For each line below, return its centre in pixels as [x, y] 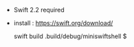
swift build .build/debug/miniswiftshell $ [70, 36]
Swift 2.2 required [39, 10]
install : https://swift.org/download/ [63, 23]
